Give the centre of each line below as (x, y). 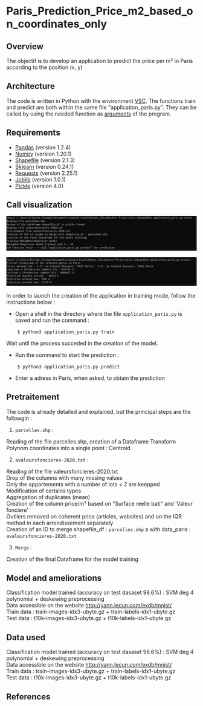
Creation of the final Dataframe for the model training (72, 559)
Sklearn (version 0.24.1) (44, 166)
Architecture (31, 86)
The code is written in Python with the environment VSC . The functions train (101, 100)
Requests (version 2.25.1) (47, 173)
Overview (25, 46)
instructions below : (31, 302)
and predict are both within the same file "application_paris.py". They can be (101, 107)
